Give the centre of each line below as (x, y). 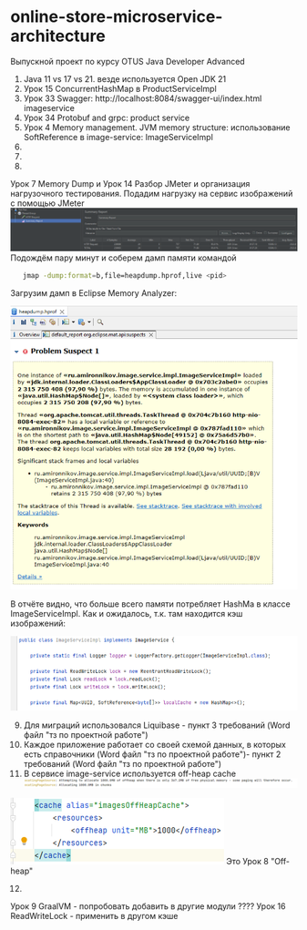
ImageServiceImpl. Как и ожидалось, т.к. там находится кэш (127, 614)
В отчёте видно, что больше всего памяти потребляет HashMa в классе (150, 604)
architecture (58, 36)
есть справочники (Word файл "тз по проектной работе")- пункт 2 (152, 754)
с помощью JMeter (47, 203)
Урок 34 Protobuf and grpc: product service (107, 118)
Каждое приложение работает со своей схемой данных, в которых (154, 744)
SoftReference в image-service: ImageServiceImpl (118, 137)
